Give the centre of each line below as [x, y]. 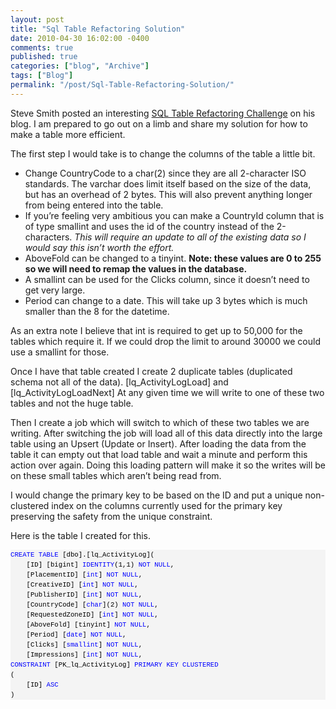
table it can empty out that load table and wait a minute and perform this [159, 454]
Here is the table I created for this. [81, 535]
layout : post [37, 19]
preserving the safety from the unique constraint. [111, 516]
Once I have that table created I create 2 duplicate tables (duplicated [151, 371]
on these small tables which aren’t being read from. [116, 475]
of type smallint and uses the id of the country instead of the [149, 226]
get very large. [55, 290]
